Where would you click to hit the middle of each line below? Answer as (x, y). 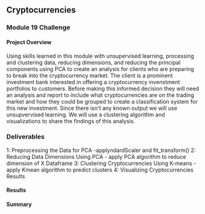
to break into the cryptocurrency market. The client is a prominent (90, 75)
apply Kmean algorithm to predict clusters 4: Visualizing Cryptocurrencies (100, 170)
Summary (19, 204)
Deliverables (25, 137)
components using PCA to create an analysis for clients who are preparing (100, 69)
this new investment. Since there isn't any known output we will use (92, 108)
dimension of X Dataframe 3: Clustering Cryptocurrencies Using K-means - (101, 163)
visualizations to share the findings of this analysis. (71, 121)
